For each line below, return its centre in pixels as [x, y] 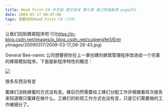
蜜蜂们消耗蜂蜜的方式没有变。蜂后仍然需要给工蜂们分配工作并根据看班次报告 [84, 92]
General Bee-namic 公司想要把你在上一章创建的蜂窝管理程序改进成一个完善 [83, 55]
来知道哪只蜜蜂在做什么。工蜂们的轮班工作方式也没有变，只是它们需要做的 [82, 98]
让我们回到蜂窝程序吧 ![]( [31, 34]
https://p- [66, 34]
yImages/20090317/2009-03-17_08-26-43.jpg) [53, 45]
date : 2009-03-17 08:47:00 [33, 14]
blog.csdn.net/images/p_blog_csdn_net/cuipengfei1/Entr [63, 39]
